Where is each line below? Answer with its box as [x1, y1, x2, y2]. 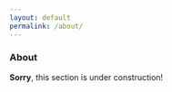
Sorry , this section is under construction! [9, 71, 164, 82]
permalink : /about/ [9, 22, 84, 31]
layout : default [9, 13, 71, 23]
